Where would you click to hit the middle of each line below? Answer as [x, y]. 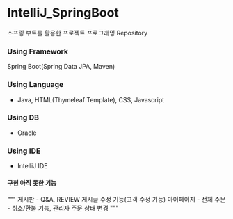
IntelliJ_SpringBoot [63, 13]
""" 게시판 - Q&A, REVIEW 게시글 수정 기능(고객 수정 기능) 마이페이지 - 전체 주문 [116, 200]
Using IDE [24, 151]
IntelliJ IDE [32, 166]
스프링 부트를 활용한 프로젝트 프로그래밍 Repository [78, 33]
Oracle [27, 133]
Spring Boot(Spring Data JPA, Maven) [61, 67]
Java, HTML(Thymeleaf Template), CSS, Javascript [91, 99]
